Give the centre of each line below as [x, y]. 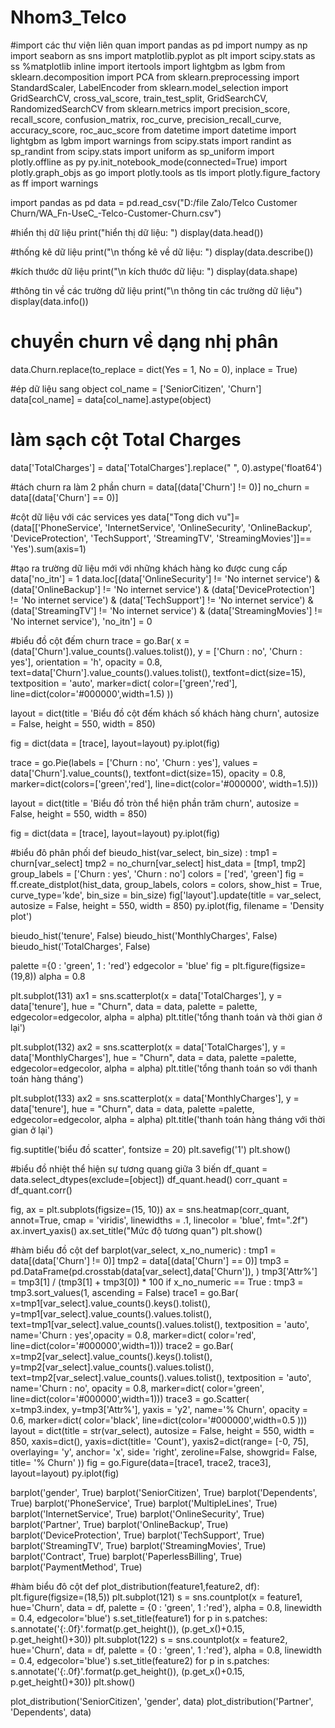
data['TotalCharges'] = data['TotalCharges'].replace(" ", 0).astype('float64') [166, 467]
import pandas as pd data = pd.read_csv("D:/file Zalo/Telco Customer [154, 202]
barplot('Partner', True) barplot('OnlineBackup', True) [119, 1524]
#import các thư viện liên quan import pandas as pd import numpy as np [159, 45]
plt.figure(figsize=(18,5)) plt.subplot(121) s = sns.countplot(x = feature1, [156, 1597]
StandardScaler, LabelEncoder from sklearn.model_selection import [149, 87]
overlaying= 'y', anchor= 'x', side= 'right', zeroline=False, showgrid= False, [164, 1452]
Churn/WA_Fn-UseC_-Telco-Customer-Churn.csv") [116, 213]
